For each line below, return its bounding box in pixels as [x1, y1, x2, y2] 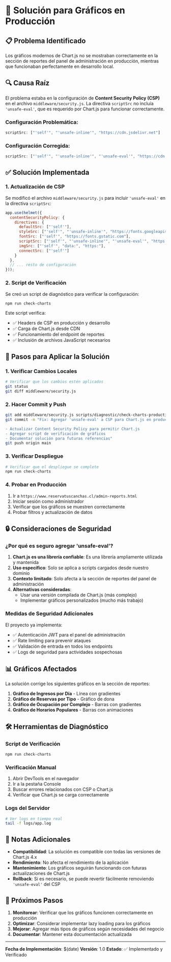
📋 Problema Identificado [5, 36, 86, 45]
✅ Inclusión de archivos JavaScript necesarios [12, 337, 110, 343]
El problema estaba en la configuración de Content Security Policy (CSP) [5, 95, 160, 101]
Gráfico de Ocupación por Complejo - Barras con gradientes [12, 701, 141, 708]
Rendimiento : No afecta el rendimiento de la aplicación [12, 859, 129, 865]
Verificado [5, 951, 27, 957]
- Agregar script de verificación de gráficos [5, 431, 106, 436]
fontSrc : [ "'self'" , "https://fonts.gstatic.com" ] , [18, 234, 131, 239]
